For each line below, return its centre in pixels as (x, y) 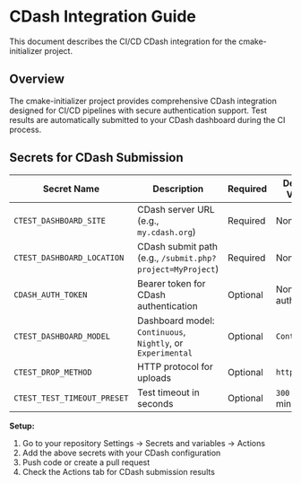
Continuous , (162, 331)
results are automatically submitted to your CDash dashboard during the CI (147, 119)
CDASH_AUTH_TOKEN (51, 295)
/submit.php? (189, 258)
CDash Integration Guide (103, 17)
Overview (37, 79)
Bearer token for (172, 283)
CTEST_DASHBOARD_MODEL (62, 336)
